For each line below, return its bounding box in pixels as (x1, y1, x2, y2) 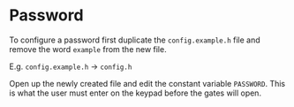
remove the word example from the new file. (9, 43, 167, 54)
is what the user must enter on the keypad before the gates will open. (9, 88, 262, 98)
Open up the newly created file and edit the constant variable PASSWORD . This (9, 78, 286, 88)
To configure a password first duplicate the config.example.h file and (9, 34, 260, 45)
